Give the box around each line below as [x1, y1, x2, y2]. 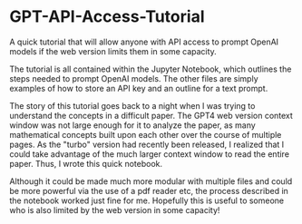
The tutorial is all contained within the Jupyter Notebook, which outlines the [9, 63, 292, 74]
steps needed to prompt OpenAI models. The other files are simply [9, 73, 258, 83]
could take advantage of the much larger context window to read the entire [9, 148, 290, 160]
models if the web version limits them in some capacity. [9, 45, 218, 56]
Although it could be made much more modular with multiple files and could [9, 175, 293, 187]
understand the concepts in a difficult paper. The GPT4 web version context [9, 110, 293, 121]
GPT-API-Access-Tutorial [9, 6, 205, 27]
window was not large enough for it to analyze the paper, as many [9, 120, 256, 131]
